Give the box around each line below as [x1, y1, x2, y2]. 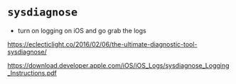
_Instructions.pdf [7, 68, 57, 77]
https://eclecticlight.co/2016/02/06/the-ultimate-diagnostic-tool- [7, 40, 198, 48]
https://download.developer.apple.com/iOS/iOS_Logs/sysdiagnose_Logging [7, 61, 230, 69]
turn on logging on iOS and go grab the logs [17, 26, 147, 35]
